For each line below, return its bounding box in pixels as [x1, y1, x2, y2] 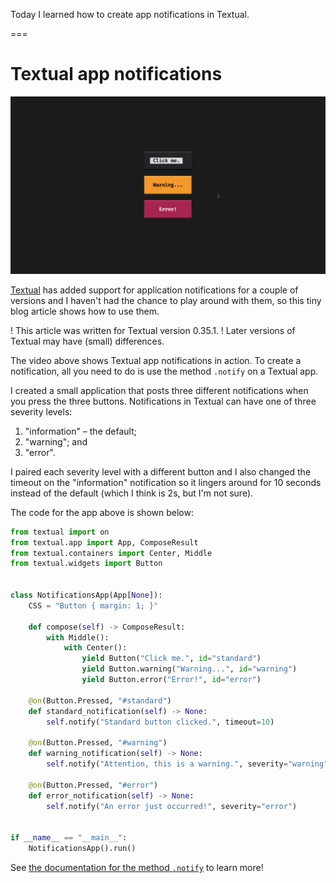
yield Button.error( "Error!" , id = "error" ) [81, 675, 262, 685]
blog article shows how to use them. [10, 305, 160, 317]
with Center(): [63, 643, 128, 653]
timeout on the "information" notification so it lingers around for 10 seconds [10, 476, 322, 488]
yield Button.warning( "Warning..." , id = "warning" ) [81, 664, 298, 674]
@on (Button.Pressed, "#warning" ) [28, 738, 168, 748]
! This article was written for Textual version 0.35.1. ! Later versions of [10, 324, 296, 336]
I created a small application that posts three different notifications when [10, 384, 309, 396]
